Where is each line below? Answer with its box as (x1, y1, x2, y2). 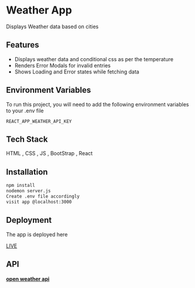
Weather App (6, 4, 72, 17)
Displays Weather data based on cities (6, 23, 99, 30)
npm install (6, 183, 35, 189)
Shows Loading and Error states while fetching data (14, 68, 139, 75)
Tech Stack (6, 134, 48, 144)
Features (6, 40, 39, 50)
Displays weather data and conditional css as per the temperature (14, 55, 174, 62)
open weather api (6, 276, 50, 283)
